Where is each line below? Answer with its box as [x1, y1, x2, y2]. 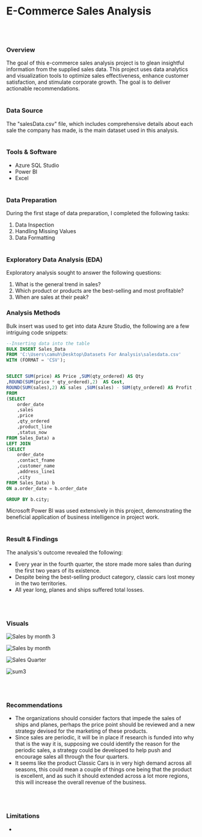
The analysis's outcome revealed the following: [6, 548, 123, 556]
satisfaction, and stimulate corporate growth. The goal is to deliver [6, 78, 171, 86]
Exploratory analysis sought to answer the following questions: [6, 269, 162, 277]
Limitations [6, 812, 40, 820]
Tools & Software [6, 148, 57, 156]
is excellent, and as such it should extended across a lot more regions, [14, 773, 189, 780]
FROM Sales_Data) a [6, 435, 55, 441]
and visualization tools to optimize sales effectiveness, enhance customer [6, 72, 189, 80]
